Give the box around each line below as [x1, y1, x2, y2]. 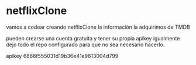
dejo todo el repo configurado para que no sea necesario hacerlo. [6, 41, 165, 48]
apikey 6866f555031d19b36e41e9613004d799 [6, 52, 119, 59]
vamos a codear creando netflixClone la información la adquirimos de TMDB [6, 23, 190, 30]
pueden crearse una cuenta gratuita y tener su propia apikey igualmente [6, 35, 180, 42]
